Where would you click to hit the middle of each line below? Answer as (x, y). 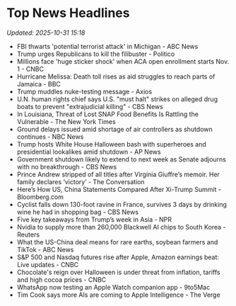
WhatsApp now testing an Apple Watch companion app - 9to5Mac (113, 287)
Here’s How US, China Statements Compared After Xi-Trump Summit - (119, 189)
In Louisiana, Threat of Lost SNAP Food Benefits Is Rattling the (108, 114)
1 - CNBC (30, 69)
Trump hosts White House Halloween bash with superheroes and (111, 144)
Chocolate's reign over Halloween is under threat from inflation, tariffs (118, 272)
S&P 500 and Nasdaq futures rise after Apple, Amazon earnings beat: (118, 257)
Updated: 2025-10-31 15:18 (46, 33)
